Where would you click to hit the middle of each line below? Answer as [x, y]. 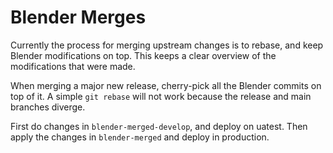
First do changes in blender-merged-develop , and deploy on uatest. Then [159, 126]
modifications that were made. [73, 66]
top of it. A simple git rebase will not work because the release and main [161, 96]
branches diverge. [48, 107]
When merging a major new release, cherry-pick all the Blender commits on [166, 85]
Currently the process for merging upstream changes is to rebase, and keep [167, 45]
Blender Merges [78, 17]
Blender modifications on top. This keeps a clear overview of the [143, 55]
